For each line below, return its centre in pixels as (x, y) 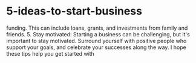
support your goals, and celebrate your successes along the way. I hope (96, 47)
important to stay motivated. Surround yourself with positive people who (96, 41)
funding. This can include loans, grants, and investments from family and (97, 28)
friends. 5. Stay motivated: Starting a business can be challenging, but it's (98, 34)
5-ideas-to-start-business (74, 11)
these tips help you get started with (51, 53)
